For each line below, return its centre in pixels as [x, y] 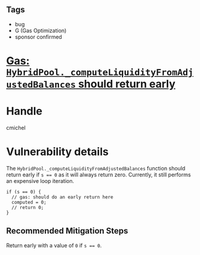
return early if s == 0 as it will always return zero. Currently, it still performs [99, 175]
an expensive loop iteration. [40, 181]
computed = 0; [29, 202]
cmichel [16, 128]
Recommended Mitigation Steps [67, 231]
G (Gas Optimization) [41, 30]
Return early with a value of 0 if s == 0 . [54, 245]
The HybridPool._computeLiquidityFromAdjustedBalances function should [96, 168]
